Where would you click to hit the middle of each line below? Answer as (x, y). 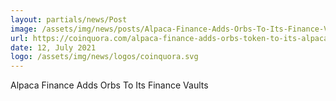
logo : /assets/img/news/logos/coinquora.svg (104, 57)
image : (24, 29)
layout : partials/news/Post (69, 19)
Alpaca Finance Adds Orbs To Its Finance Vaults (109, 85)
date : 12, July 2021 (53, 47)
